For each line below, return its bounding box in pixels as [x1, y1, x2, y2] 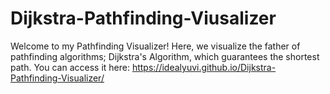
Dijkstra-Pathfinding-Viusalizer [10, 7, 277, 30]
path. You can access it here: [10, 61, 130, 73]
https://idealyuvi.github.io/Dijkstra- [131, 61, 277, 73]
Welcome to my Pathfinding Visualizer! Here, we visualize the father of [10, 40, 301, 52]
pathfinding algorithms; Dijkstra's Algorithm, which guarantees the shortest [10, 50, 320, 62]
